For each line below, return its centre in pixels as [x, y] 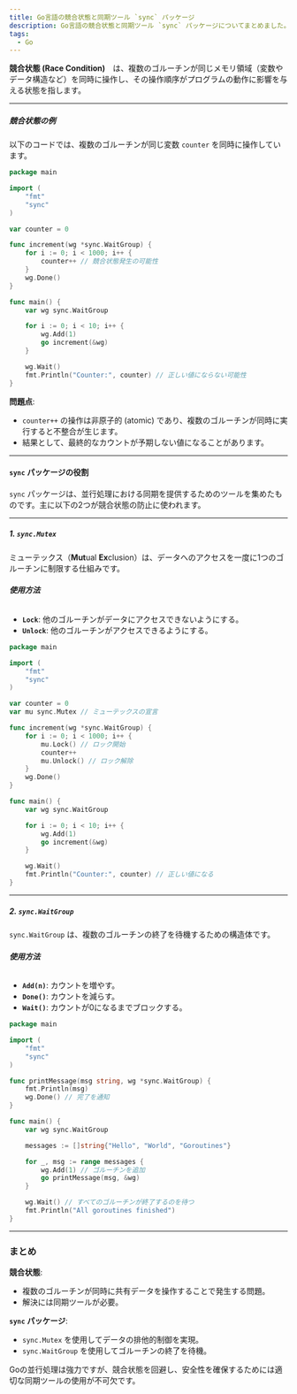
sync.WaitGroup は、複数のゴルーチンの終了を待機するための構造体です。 [142, 934]
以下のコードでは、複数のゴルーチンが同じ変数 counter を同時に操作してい [145, 145]
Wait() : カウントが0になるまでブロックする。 [104, 1007]
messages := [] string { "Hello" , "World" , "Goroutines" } [128, 1145]
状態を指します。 [55, 90]
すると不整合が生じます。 [76, 431]
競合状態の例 [32, 120]
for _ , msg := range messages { [84, 1161]
